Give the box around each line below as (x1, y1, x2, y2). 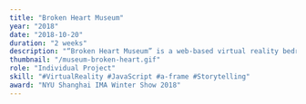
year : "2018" (9, 22, 59, 31)
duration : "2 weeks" (9, 38, 88, 48)
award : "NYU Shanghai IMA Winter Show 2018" (9, 80, 181, 90)
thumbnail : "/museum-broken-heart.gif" (9, 55, 161, 64)
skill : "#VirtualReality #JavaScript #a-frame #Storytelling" (9, 72, 250, 81)
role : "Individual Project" (9, 64, 117, 73)
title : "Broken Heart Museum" (9, 13, 125, 23)
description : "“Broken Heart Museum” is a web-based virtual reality (9, 47, 280, 56)
